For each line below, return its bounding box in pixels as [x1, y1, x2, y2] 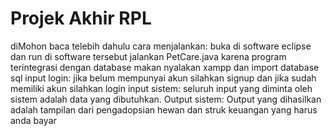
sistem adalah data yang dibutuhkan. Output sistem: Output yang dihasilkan [10, 93, 322, 105]
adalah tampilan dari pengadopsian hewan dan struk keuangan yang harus [10, 103, 318, 116]
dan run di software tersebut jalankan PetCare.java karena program [10, 50, 287, 62]
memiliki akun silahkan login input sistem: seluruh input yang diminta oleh [10, 82, 313, 94]
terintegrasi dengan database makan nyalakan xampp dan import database [10, 61, 320, 73]
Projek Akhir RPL [10, 7, 152, 30]
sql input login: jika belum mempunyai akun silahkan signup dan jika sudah [10, 72, 317, 84]
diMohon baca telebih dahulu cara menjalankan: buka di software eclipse [10, 40, 312, 52]
